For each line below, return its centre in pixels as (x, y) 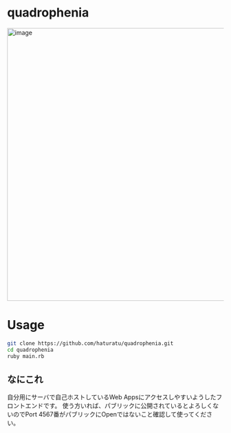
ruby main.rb (26, 356)
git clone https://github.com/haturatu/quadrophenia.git (90, 343)
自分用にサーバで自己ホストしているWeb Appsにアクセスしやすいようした (112, 397)
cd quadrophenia (30, 350)
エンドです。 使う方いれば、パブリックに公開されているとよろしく (119, 406)
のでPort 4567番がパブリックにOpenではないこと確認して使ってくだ (110, 414)
